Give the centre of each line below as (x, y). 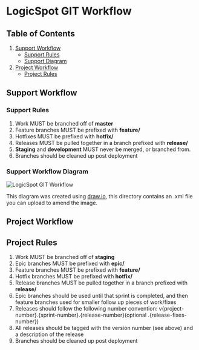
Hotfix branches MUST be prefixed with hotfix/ (74, 277)
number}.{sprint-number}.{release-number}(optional (81, 315)
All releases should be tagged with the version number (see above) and (104, 328)
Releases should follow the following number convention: (86, 309)
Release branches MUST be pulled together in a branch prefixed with (101, 283)
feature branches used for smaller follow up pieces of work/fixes (96, 302)
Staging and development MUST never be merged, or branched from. (103, 149)
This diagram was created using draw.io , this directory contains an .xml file (100, 196)
